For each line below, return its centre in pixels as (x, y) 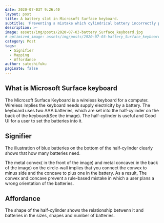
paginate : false (21, 69)
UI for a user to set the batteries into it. (44, 121)
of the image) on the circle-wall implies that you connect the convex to (76, 168)
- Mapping (19, 55)
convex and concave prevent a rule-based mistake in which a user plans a (80, 178)
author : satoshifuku (26, 64)
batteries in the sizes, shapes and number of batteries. (60, 216)
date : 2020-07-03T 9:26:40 (32, 10)
